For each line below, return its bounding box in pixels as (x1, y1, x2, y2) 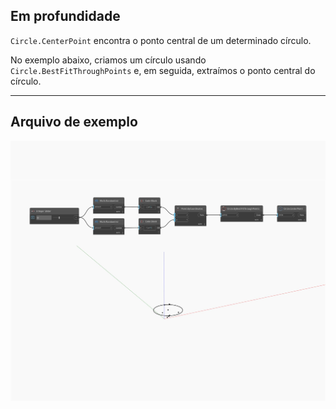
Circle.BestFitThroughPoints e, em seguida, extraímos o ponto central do (10, 64, 316, 76)
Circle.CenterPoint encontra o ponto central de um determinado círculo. (10, 34, 312, 46)
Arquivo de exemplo (10, 114, 138, 131)
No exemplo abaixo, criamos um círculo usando (10, 54, 207, 66)
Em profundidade (10, 8, 121, 25)
